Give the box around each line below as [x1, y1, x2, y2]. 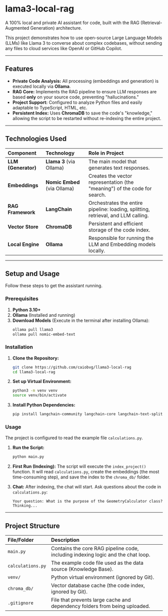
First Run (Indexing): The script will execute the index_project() [12, 463, 146, 469]
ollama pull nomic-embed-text [12, 332, 76, 337]
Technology [45, 149, 75, 156]
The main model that [88, 158, 137, 165]
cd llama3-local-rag [12, 369, 55, 375]
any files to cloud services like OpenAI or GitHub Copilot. [5, 45, 122, 51]
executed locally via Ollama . [12, 83, 71, 89]
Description [50, 537, 80, 544]
